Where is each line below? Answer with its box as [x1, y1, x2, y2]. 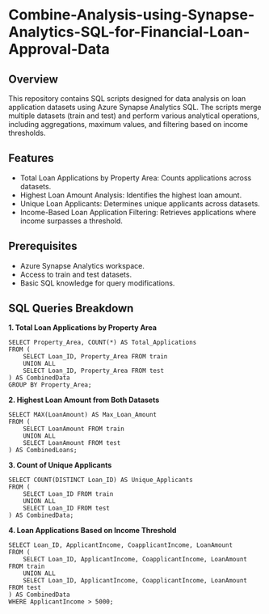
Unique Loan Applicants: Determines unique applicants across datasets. [19, 198, 260, 208]
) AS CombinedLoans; [8, 447, 78, 455]
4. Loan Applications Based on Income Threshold [8, 526, 177, 536]
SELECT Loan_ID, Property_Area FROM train [23, 353, 168, 361]
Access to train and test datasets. [19, 269, 132, 279]
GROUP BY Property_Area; [8, 381, 92, 389]
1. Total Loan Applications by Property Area [8, 323, 158, 332]
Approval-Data [8, 40, 111, 58]
